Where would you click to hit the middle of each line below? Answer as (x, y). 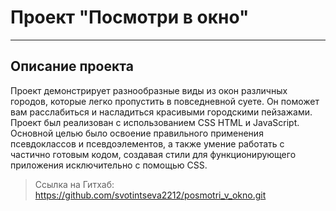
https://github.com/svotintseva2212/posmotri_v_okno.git (150, 195)
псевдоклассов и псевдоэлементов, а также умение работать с (147, 143)
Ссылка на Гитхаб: (74, 184)
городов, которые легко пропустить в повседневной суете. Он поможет (165, 101)
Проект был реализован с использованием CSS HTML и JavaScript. (155, 122)
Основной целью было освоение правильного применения (137, 133)
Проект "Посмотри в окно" (130, 17)
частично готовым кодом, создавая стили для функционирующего (153, 154)
